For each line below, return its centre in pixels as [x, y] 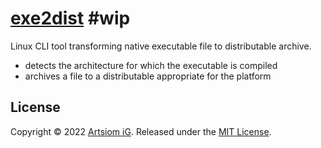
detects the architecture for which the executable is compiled [151, 65]
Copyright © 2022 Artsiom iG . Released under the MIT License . [141, 131]
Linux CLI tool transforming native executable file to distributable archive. [161, 46]
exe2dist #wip [70, 18]
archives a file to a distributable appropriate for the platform [148, 76]
